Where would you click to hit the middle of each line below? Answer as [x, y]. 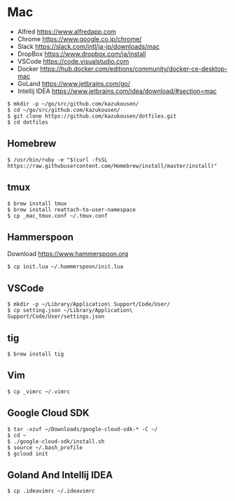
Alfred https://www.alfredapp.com [67, 31]
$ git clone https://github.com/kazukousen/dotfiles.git [92, 116]
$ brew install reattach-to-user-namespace [72, 210]
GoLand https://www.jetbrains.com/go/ [74, 83]
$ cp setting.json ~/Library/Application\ [70, 311]
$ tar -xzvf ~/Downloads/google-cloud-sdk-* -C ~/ [83, 429]
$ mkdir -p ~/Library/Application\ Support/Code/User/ [89, 304]
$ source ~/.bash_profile [45, 447]
